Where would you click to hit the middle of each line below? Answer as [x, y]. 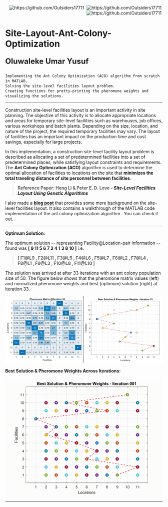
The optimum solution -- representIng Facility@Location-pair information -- [83, 243]
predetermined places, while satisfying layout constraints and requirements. [83, 162]
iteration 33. [17, 289]
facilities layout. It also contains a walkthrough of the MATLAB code [85, 208]
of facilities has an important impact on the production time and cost [75, 137]
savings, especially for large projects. [44, 142]
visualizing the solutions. [34, 96]
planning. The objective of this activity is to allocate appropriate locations [81, 116]
